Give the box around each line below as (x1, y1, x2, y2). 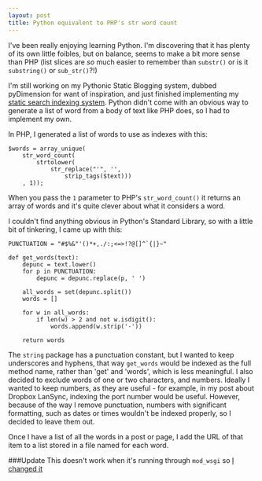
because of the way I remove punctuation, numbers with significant (8, 400, 227, 409)
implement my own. (8, 114, 72, 123)
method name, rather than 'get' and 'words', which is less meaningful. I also (8, 366, 253, 376)
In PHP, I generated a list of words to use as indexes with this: (8, 129, 208, 138)
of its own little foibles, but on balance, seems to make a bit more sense (8, 49, 241, 58)
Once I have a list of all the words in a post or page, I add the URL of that (8, 431, 244, 441)
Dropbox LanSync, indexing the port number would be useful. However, (8, 391, 241, 401)
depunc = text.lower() (22, 260, 97, 268)
